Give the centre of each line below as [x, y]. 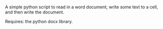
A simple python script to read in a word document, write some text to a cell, [81, 7]
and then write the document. [35, 12]
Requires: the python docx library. [39, 22]
